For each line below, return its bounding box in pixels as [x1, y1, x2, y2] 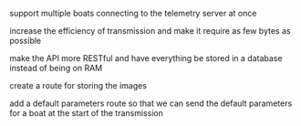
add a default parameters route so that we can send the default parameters [9, 98, 293, 109]
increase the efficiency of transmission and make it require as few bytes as [9, 26, 291, 36]
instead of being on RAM [9, 63, 103, 73]
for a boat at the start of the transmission [9, 108, 164, 118]
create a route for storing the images [9, 80, 148, 90]
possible [9, 36, 42, 46]
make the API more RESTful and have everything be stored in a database [9, 53, 283, 63]
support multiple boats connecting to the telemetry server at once [9, 8, 257, 18]
